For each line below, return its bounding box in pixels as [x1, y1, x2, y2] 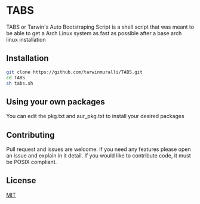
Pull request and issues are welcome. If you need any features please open [6, 146, 191, 153]
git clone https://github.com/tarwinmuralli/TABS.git [6, 69, 143, 75]
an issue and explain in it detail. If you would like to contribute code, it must [6, 152, 191, 159]
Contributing [6, 129, 55, 140]
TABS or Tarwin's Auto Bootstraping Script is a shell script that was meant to [6, 23, 195, 30]
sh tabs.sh [6, 80, 33, 86]
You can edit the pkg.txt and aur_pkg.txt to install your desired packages [6, 113, 184, 120]
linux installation [6, 36, 46, 43]
